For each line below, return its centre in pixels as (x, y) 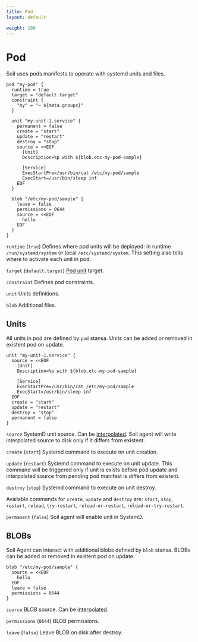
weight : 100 (21, 28)
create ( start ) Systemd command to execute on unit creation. (82, 452)
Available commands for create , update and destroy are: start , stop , (90, 499)
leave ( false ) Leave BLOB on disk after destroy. (65, 632)
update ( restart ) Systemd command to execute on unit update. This (89, 464)
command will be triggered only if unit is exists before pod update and (92, 470)
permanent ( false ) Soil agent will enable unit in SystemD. (75, 517)
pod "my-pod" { (25, 85)
